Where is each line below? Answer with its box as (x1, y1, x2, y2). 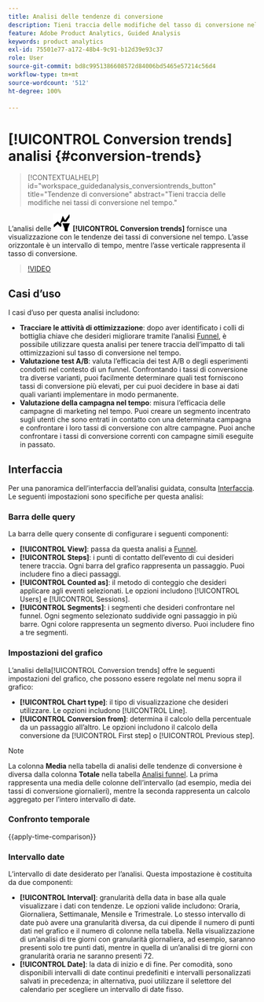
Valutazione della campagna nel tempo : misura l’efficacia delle (19, 398, 226, 408)
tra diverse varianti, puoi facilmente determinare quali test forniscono (19, 373, 244, 382)
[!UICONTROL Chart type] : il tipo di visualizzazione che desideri (19, 697, 229, 707)
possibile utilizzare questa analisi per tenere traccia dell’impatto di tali (19, 340, 245, 349)
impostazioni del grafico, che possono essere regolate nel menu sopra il (8, 674, 242, 683)
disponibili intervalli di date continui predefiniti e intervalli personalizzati (19, 968, 251, 978)
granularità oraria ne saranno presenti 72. (19, 951, 155, 961)
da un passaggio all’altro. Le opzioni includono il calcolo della (19, 722, 218, 732)
